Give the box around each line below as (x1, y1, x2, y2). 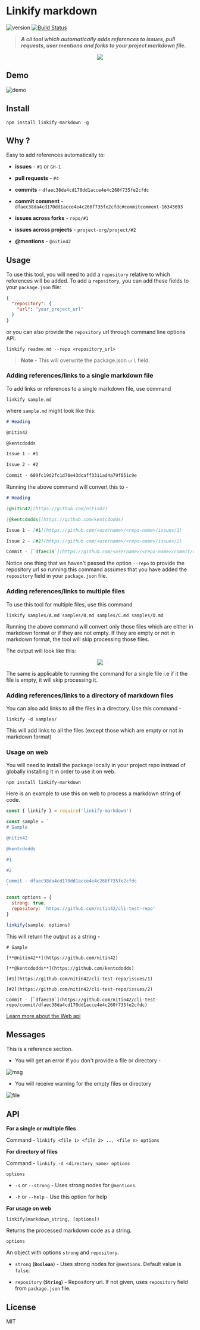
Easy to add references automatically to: (6, 151, 105, 159)
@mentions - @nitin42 (14, 238, 71, 245)
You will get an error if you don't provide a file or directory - (14, 1057, 161, 1064)
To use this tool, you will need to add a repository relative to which (6, 271, 171, 278)
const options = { (6, 894, 52, 900)
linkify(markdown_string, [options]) (6, 1216, 100, 1222)
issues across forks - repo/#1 (14, 214, 89, 222)
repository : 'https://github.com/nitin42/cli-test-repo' (11, 905, 156, 912)
